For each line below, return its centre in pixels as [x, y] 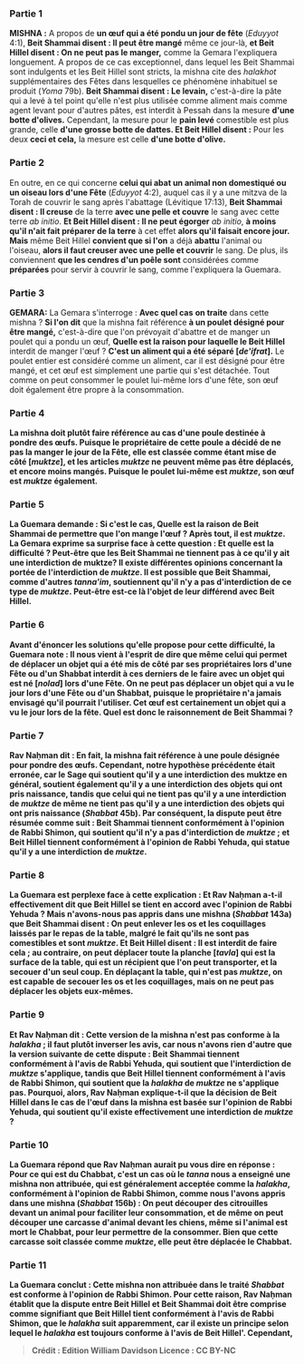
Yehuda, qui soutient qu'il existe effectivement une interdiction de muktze [152, 1111]
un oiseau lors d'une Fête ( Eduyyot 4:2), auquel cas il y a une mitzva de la [148, 192]
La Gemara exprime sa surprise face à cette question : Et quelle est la [142, 543]
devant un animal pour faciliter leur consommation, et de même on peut [147, 1213]
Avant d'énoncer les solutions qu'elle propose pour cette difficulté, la [142, 644]
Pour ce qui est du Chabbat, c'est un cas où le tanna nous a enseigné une [150, 1174]
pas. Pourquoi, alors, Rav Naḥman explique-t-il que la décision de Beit [143, 1092]
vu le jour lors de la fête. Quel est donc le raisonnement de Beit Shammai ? [152, 712]
